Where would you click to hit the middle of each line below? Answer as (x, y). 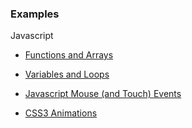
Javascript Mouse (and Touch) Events (103, 94)
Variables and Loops (67, 74)
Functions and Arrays (69, 55)
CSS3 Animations (61, 113)
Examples (35, 14)
